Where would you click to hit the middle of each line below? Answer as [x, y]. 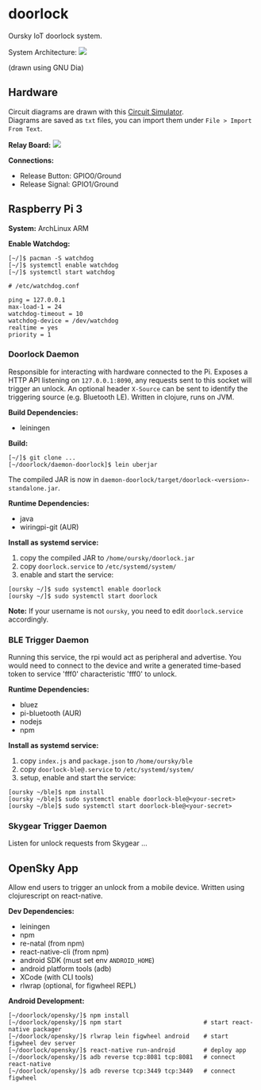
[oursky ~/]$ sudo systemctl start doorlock [83, 596]
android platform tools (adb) [65, 969]
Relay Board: [30, 144]
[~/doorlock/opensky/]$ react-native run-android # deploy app [127, 1050]
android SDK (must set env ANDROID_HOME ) [87, 961]
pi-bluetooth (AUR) [50, 713]
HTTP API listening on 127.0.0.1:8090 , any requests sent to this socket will [130, 380]
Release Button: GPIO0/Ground [70, 175]
